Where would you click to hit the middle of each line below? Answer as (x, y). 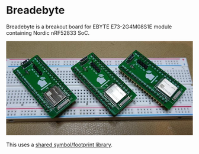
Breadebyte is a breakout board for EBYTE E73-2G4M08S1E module (89, 27)
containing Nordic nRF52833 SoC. (48, 32)
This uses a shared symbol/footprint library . (59, 145)
